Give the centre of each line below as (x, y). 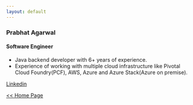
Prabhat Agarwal (31, 32)
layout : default (26, 12)
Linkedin (17, 84)
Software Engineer (30, 47)
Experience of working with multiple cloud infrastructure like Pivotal (97, 66)
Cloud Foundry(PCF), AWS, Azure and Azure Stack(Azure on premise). (101, 72)
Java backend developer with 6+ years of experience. (81, 59)
